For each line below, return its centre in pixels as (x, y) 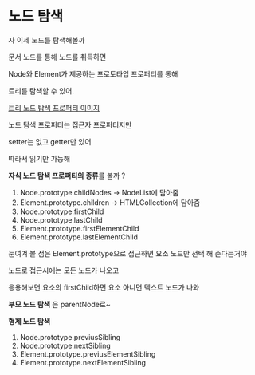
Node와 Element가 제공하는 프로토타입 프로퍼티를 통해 (93, 73)
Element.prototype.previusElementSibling (88, 354)
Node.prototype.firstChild (62, 211)
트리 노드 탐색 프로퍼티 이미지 (54, 108)
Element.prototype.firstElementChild (79, 228)
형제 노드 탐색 (29, 321)
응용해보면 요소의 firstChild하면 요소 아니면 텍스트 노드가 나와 (104, 287)
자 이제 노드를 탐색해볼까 (47, 40)
